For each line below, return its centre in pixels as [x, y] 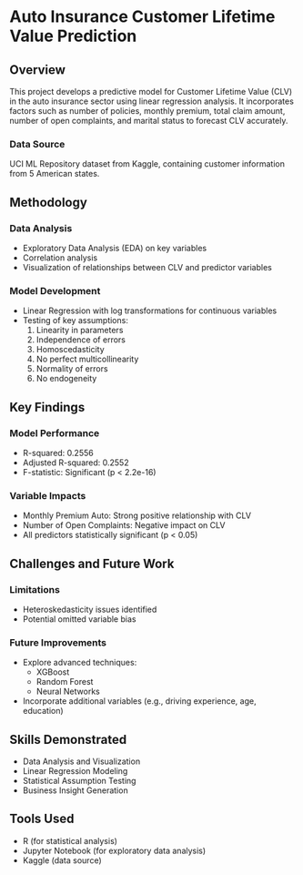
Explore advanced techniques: [80, 663]
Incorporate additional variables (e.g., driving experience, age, [139, 701]
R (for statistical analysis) [70, 840]
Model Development [55, 290]
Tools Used [42, 819]
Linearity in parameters [80, 331]
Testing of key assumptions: [76, 320]
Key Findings [47, 407]
